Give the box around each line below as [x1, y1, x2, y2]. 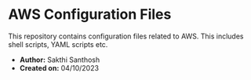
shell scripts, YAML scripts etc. [8, 39, 108, 49]
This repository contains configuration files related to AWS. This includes [8, 31, 244, 41]
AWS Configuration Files [8, 5, 172, 24]
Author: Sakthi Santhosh [19, 55, 100, 64]
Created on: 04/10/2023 [19, 63, 100, 72]
